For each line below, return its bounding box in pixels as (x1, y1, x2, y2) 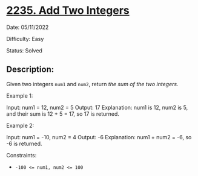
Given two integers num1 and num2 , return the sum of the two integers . (6, 80, 179, 87)
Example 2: (6, 122, 35, 129)
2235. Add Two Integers (6, 4, 130, 17)
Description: (6, 64, 54, 75)
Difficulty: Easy (6, 35, 44, 42)
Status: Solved (6, 46, 42, 54)
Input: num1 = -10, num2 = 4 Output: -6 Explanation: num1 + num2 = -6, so (6, 133, 192, 140)
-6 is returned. (6, 140, 42, 147)
